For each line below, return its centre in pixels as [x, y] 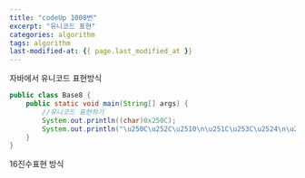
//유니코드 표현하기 [73, 112]
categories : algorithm [52, 34]
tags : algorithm [40, 43]
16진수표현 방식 [37, 164]
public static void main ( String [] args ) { [107, 104]
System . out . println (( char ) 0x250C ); [109, 120]
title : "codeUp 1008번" [54, 18]
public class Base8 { [50, 96]
